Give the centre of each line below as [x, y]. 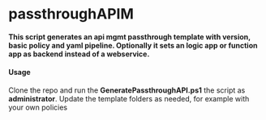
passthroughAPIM [71, 14]
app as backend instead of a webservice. [79, 54]
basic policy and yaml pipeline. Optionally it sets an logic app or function [133, 45]
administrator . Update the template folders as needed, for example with [129, 98]
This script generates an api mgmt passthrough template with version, [130, 36]
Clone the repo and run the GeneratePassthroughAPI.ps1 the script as [127, 90]
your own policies [38, 107]
